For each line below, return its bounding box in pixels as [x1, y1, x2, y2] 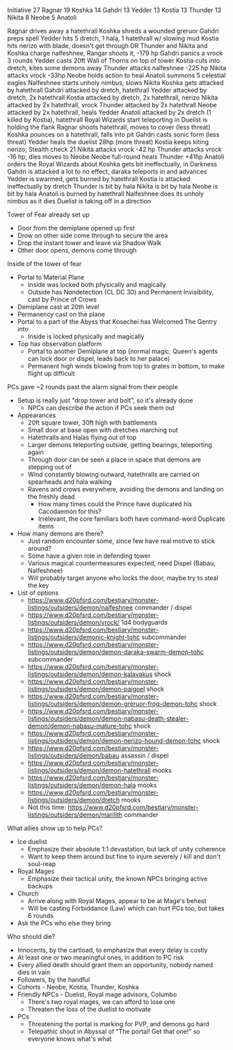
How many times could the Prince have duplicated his [38, 500, 193, 508]
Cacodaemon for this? [38, 508, 102, 515]
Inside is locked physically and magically [27, 332, 145, 340]
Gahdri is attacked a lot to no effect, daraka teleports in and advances [7, 167, 207, 175]
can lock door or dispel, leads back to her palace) [27, 354, 170, 363]
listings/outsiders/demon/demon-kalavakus [27, 670, 153, 678]
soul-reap [27, 860, 56, 868]
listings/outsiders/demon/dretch [27, 796, 120, 804]
